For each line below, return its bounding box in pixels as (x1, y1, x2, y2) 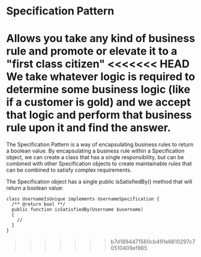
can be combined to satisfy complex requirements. (6, 166, 132, 174)
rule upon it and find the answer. (6, 121, 171, 135)
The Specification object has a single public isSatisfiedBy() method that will (6, 178, 193, 186)
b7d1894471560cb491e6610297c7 (110, 238, 196, 246)
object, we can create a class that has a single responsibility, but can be (6, 154, 184, 161)
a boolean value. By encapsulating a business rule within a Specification (6, 147, 185, 154)
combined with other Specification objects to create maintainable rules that (6, 160, 192, 168)
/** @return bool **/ (11, 201, 66, 208)
